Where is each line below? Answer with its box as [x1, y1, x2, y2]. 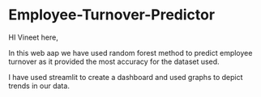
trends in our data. [8, 81, 71, 91]
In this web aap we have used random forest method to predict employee [8, 48, 253, 57]
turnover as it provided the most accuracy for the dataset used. [8, 57, 220, 66]
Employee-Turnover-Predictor [8, 6, 216, 24]
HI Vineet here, [8, 32, 58, 42]
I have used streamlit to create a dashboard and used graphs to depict [8, 72, 243, 82]
